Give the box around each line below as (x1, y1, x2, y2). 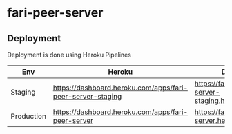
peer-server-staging (52, 92, 122, 101)
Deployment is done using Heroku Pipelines (7, 50, 131, 59)
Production (10, 112, 47, 121)
